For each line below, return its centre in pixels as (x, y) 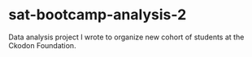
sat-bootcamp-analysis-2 (98, 15)
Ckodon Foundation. (42, 45)
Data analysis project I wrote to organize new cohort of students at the (126, 37)
